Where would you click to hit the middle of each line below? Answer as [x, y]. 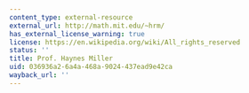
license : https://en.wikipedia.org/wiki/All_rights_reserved [125, 42]
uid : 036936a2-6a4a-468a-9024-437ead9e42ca [91, 67]
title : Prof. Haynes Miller [61, 58]
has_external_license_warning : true [77, 34]
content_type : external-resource [71, 17]
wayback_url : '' [39, 75]
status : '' [29, 50]
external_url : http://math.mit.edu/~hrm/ [87, 26]
